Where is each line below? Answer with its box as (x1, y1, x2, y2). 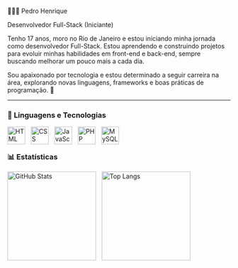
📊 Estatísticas (7, 152, 58, 162)
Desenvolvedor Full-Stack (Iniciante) (7, 21, 114, 28)
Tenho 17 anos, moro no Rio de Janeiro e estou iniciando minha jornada (7, 34, 216, 43)
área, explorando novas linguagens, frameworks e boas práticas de (7, 78, 204, 87)
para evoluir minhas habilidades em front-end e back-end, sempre (7, 50, 201, 58)
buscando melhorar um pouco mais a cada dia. (7, 57, 145, 65)
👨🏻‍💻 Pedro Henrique (7, 7, 68, 15)
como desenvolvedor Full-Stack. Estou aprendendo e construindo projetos (7, 42, 225, 50)
